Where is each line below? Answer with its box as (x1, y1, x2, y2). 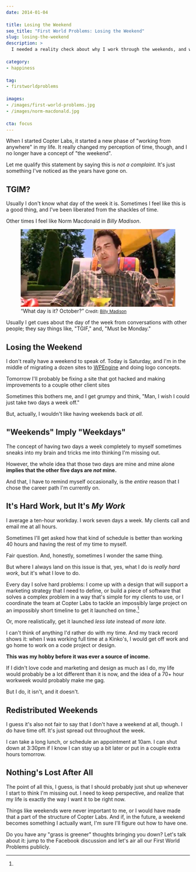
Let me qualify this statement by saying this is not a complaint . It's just (6, 161, 176, 168)
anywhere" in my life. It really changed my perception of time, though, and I (6, 143, 187, 151)
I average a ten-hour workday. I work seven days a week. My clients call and (6, 517, 190, 524)
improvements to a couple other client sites (6, 381, 110, 388)
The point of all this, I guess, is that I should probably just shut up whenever (6, 783, 188, 790)
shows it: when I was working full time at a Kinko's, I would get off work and (6, 635, 188, 642)
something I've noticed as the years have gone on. (6, 167, 128, 175)
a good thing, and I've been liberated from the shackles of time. (6, 206, 159, 213)
